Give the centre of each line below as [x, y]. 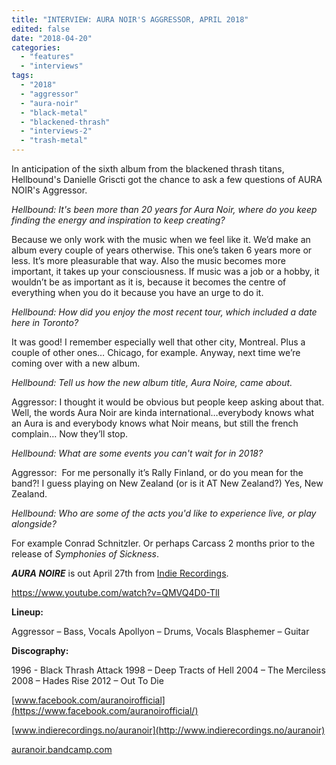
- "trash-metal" [54, 141]
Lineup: [27, 612]
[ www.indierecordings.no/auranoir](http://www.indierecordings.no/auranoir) [168, 730]
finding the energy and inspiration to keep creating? [118, 220]
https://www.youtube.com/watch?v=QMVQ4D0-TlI [116, 592]
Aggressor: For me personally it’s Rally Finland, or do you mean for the [157, 472]
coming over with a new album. [76, 363]
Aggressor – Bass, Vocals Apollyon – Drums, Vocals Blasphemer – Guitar [160, 631]
